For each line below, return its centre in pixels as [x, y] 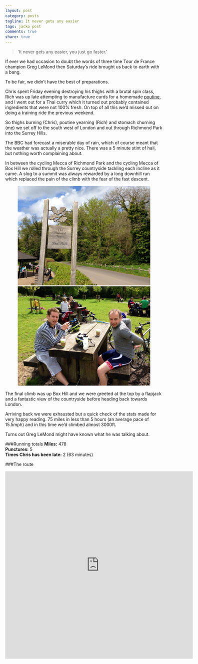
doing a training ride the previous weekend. [50, 113]
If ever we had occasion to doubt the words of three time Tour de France [80, 61]
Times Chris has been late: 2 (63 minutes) [49, 454]
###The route [19, 464]
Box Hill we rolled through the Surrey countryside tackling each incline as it [82, 168]
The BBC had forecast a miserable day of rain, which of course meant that [82, 143]
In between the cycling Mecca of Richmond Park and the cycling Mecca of [82, 163]
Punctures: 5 [19, 449]
